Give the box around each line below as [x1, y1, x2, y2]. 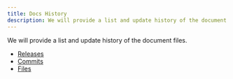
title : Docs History [7, 10, 68, 17]
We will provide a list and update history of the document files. [7, 36, 188, 44]
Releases [17, 50, 44, 58]
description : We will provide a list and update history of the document [7, 17, 227, 24]
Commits [17, 57, 44, 65]
